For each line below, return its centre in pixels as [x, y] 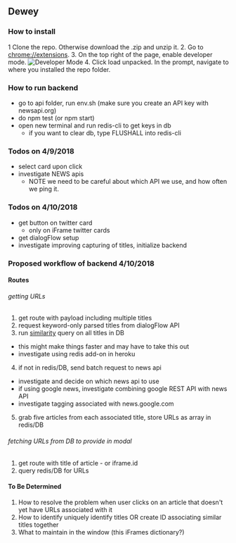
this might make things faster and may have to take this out [104, 347]
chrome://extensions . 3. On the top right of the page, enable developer [110, 54]
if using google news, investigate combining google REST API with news [123, 389]
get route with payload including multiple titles [85, 318]
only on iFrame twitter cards [69, 230]
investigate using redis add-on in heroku [77, 354]
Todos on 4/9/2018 [41, 151]
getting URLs [27, 296]
